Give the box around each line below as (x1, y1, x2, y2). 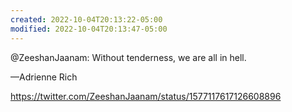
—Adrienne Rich (10, 71, 78, 83)
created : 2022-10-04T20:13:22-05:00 (10, 14, 163, 25)
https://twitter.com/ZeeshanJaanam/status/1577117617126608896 (10, 90, 282, 102)
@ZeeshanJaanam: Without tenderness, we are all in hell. (10, 51, 247, 63)
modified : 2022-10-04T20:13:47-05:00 (10, 24, 168, 34)
